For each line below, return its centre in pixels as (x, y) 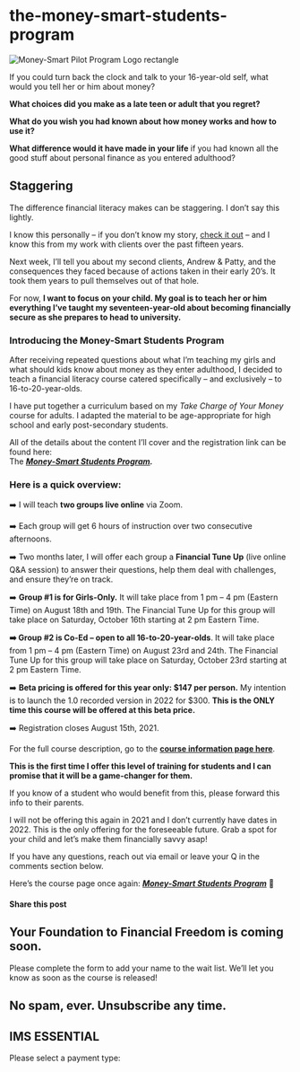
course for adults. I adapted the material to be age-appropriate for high (140, 416)
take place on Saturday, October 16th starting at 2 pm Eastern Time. (134, 619)
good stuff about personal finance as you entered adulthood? (122, 157)
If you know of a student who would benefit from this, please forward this (145, 793)
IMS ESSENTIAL (55, 1037)
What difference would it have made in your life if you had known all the (144, 148)
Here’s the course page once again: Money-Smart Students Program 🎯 (142, 883)
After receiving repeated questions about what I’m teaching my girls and (142, 360)
